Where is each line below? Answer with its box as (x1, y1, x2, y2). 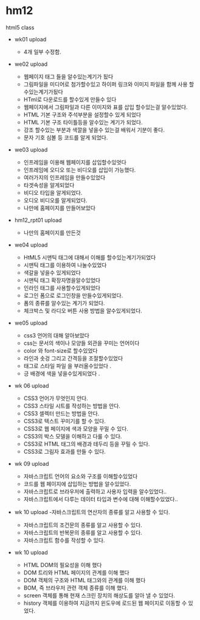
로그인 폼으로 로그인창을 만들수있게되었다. (23, 292, 123, 299)
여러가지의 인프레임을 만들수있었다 (23, 174, 106, 181)
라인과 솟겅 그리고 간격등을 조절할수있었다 (23, 354, 123, 362)
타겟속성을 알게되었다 (23, 181, 75, 189)
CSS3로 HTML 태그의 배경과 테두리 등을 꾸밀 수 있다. (23, 440, 150, 448)
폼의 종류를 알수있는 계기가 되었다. (23, 299, 105, 306)
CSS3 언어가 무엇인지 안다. (23, 394, 89, 402)
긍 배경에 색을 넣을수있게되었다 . (23, 370, 100, 377)
